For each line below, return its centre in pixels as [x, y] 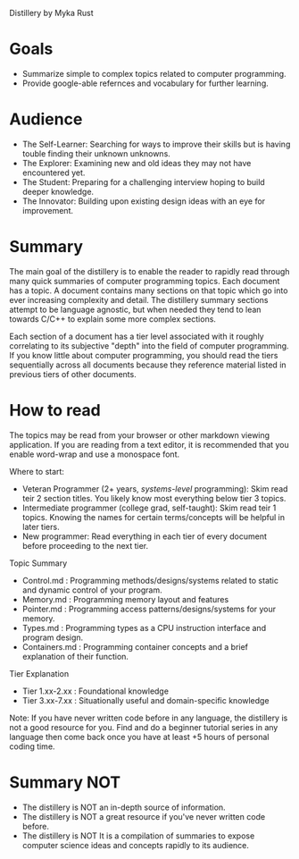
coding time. [32, 746]
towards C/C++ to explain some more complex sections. [113, 319]
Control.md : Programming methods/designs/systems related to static [150, 580]
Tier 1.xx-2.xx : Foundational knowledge [96, 691]
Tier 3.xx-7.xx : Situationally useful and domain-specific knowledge [145, 700]
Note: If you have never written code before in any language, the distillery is [149, 718]
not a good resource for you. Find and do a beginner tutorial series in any [144, 727]
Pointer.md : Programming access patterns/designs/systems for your [149, 609]
